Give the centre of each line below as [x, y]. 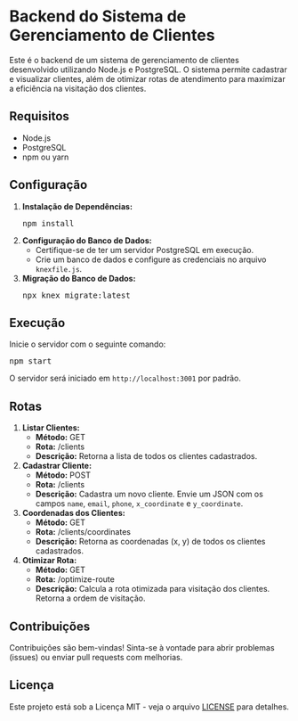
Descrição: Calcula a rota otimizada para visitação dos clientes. [153, 589]
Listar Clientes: [51, 428]
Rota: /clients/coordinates [83, 532]
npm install [48, 223]
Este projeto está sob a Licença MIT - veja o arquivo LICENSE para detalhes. [149, 707]
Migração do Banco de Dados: [79, 278]
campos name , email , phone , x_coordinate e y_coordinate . [139, 504]
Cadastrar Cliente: [56, 466]
